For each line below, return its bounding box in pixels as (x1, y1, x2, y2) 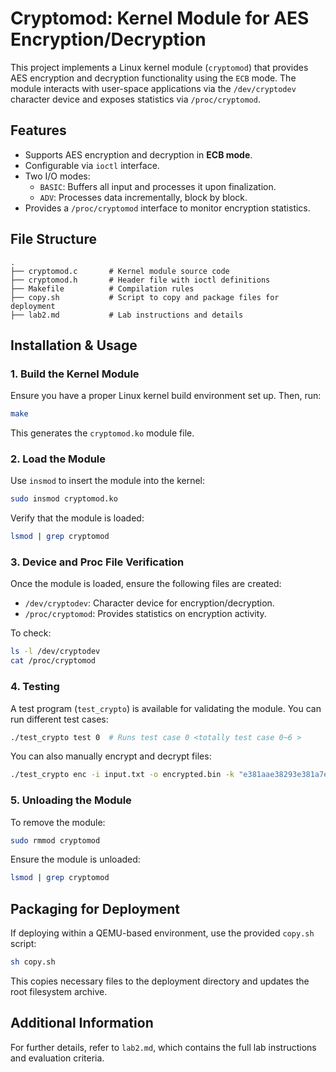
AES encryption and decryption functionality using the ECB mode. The (10, 72, 297, 84)
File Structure (10, 231, 97, 248)
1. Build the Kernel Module (10, 367, 140, 381)
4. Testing (10, 680, 60, 694)
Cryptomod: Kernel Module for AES (10, 7, 310, 30)
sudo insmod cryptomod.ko (10, 494, 118, 504)
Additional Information (10, 1015, 154, 1032)
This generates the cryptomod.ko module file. (10, 427, 195, 439)
